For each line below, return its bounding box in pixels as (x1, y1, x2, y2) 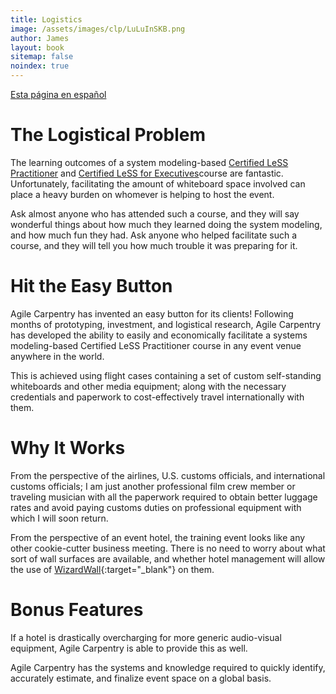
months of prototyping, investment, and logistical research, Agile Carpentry (10, 318, 322, 330)
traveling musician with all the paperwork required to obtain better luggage (10, 491, 318, 503)
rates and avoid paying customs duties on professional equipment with (10, 501, 302, 513)
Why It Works (10, 437, 126, 460)
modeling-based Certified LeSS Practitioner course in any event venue (10, 339, 302, 351)
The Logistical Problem (10, 124, 206, 146)
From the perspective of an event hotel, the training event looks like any (10, 531, 306, 543)
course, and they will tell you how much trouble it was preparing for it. (10, 239, 298, 251)
